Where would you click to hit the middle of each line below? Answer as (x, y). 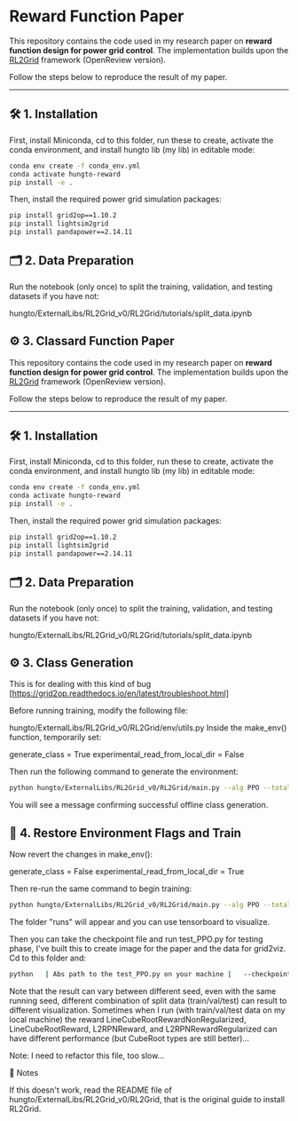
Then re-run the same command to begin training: (101, 888)
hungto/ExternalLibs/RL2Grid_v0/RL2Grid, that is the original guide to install (147, 1099)
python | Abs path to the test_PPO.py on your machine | (121, 974)
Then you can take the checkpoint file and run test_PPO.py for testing (136, 939)
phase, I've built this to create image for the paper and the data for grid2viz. (148, 948)
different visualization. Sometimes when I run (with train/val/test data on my (147, 1010)
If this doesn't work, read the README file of (91, 1090)
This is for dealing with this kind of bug (80, 684)
